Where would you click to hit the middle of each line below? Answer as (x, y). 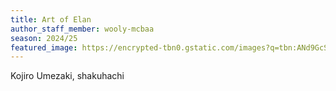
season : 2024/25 (44, 38)
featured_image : (44, 47)
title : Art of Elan (51, 19)
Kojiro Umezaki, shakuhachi (67, 76)
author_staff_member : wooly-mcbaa (82, 29)
